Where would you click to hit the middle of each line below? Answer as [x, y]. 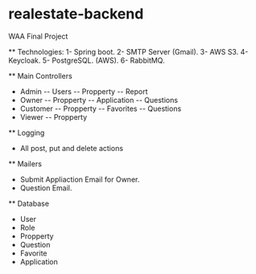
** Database [29, 203]
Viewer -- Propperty [54, 117]
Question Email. [46, 188]
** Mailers [25, 164]
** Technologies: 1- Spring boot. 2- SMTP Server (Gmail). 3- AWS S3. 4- [128, 51]
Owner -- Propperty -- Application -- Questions [99, 100]
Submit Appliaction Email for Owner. [80, 179]
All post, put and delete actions [71, 148]
